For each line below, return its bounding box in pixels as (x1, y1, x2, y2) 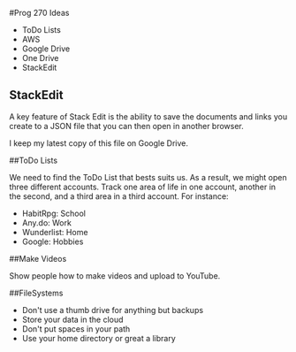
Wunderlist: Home (21, 226, 88, 237)
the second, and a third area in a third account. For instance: (9, 190, 229, 202)
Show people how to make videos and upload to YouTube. (9, 270, 221, 281)
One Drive (21, 53, 59, 63)
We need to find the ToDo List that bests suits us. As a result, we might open (9, 172, 287, 182)
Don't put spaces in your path (21, 323, 131, 334)
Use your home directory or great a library (21, 333, 177, 343)
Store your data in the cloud (21, 314, 124, 325)
